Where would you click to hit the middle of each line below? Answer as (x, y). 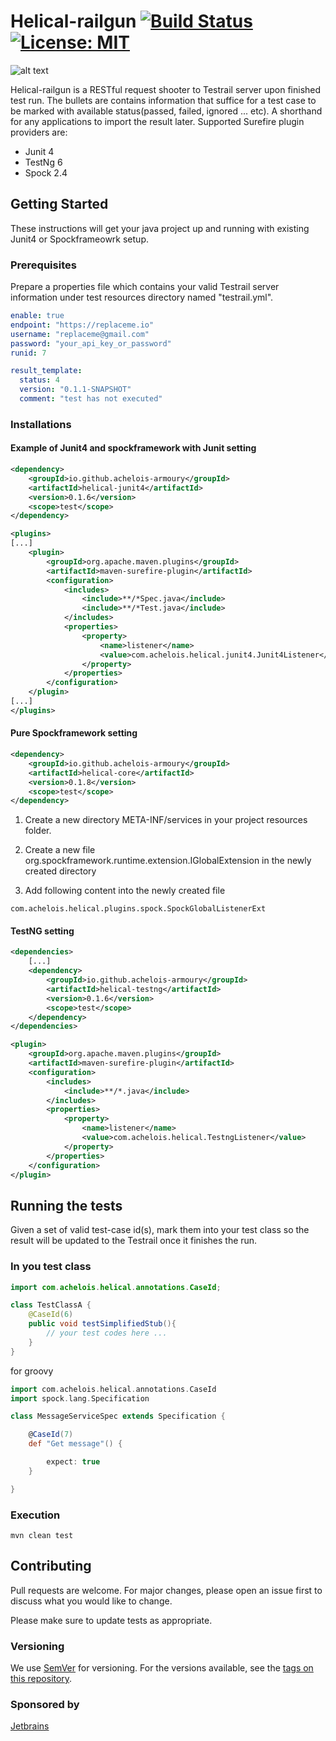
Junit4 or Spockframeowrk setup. (79, 239)
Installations (41, 424)
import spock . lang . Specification (80, 1398)
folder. (38, 831)
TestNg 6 (43, 162)
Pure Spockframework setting (74, 733)
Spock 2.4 (46, 172)
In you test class (51, 1267)
